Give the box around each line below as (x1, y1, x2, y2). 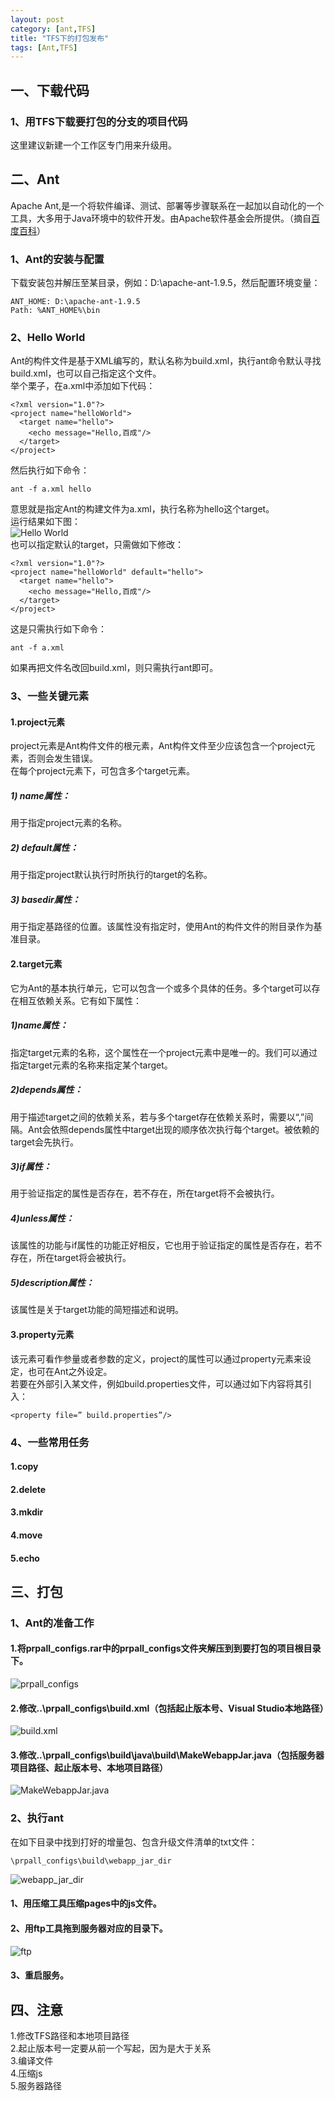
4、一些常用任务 (10, 1435, 90, 1449)
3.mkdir (10, 1506, 44, 1518)
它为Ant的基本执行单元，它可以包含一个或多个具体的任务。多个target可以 (10, 982, 312, 994)
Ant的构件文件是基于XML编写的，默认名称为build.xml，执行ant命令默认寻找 (10, 355, 322, 367)
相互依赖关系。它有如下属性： (18, 994, 142, 1006)
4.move (10, 1529, 43, 1541)
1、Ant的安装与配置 (10, 252, 105, 266)
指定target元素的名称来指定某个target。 (10, 1059, 173, 1071)
